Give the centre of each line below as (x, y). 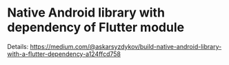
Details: (18, 46)
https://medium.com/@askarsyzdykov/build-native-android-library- (126, 46)
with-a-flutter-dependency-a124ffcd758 (64, 54)
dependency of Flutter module (96, 27)
